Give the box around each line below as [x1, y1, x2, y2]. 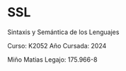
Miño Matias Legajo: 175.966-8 [7, 55, 98, 64]
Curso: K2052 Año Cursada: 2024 [7, 41, 107, 50]
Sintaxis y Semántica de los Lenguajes [7, 28, 120, 36]
